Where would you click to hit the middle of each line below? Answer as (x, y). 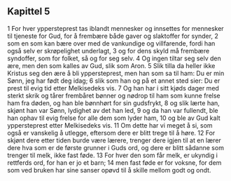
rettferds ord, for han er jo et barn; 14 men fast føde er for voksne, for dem (114, 162)
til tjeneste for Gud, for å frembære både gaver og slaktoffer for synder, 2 (113, 36)
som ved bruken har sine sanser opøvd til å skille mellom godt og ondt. (109, 170)
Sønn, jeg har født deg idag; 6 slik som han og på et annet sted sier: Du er (114, 81)
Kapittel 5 (29, 12)
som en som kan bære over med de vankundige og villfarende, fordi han (111, 43)
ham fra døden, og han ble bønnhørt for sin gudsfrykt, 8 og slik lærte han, (114, 103)
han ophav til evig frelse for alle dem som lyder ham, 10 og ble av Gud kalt (114, 118)
